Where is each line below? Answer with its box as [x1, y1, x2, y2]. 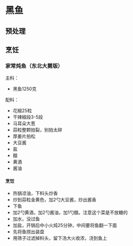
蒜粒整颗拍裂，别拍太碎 [12, 127, 62, 133]
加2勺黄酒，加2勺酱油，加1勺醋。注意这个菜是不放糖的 [12, 210, 128, 216]
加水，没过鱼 [12, 216, 40, 222]
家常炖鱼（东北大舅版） [5, 62, 63, 69]
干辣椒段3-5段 [12, 114, 43, 120]
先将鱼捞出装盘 [12, 229, 45, 235]
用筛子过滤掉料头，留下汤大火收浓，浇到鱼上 [12, 235, 107, 241]
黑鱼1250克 [12, 86, 37, 92]
